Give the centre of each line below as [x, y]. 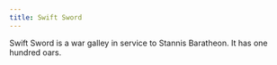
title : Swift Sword [46, 17]
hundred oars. [36, 52]
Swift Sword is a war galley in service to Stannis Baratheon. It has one [138, 43]
